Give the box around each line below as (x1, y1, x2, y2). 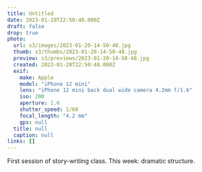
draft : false (7, 23, 45, 30)
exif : (13, 67, 30, 74)
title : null (13, 125, 48, 132)
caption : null (13, 131, 54, 138)
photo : (7, 36, 26, 43)
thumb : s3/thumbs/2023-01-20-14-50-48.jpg (13, 49, 137, 56)
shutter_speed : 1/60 (19, 106, 79, 113)
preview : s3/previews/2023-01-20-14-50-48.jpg (13, 55, 150, 62)
